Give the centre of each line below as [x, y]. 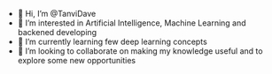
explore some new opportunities [76, 60]
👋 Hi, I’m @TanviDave [57, 14]
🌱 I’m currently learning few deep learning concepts [113, 41]
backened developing [57, 32]
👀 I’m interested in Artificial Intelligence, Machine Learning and [132, 23]
